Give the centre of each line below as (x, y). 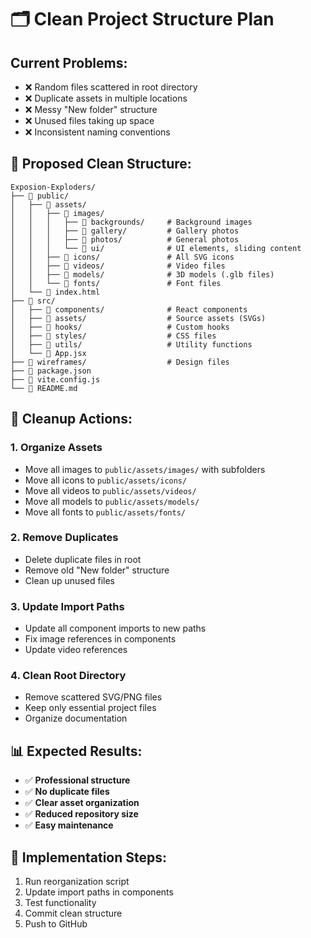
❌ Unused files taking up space (89, 120)
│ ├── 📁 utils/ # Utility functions (131, 344)
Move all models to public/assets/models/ (112, 501)
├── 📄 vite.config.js (55, 379)
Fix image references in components (100, 639)
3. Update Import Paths (67, 606)
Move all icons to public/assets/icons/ (106, 480)
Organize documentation (76, 718)
